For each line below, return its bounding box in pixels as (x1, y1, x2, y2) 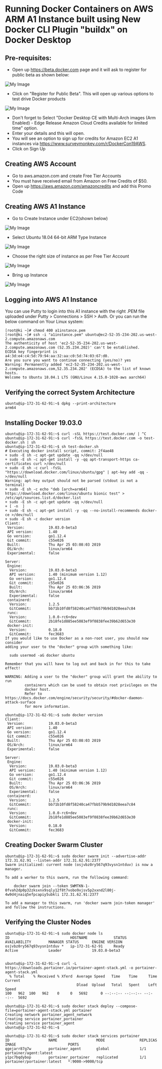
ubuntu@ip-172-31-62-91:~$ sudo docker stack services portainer (5, 1033, 140, 1039)
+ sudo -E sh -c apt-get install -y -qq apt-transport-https (5, 457, 131, 462)
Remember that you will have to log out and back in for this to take (5, 662, 151, 666)
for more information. (24, 704, 70, 709)
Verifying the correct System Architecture (5, 388, 135, 396)
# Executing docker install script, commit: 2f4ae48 (5, 449, 114, 454)
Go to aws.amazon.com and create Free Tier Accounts (12, 173, 121, 179)
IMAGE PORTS (5, 1042, 79, 1047)
